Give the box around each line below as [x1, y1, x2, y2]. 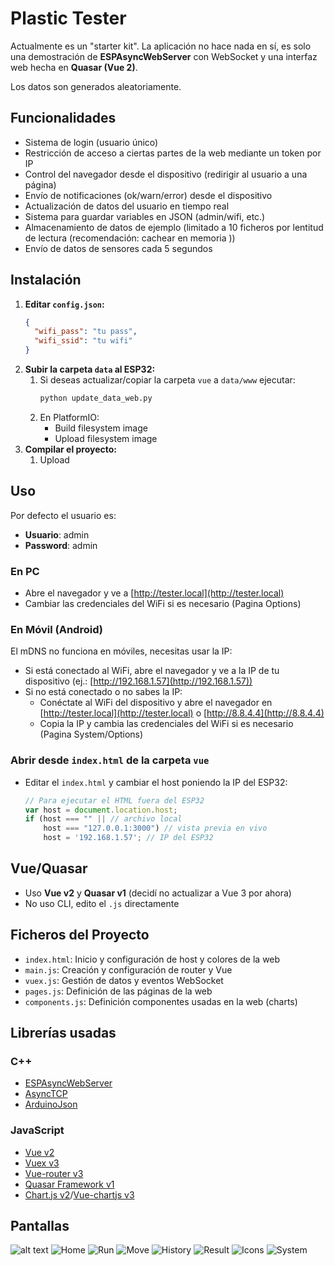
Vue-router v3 [24, 1167, 84, 1179]
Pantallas [10, 1218, 70, 1235]
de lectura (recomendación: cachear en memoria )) [24, 232, 236, 244]
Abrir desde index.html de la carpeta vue [10, 753, 210, 767]
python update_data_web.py [39, 393, 153, 404]
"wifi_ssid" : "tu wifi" [34, 336, 133, 346]
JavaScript [10, 1123, 65, 1137]
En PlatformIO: [39, 411, 100, 423]
